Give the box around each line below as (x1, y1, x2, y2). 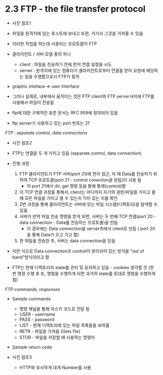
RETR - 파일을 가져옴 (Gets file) (19, 328, 81, 334)
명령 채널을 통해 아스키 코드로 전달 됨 (19, 305, 90, 312)
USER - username (19, 311, 55, 317)
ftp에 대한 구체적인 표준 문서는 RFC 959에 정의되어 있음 (12, 109, 118, 115)
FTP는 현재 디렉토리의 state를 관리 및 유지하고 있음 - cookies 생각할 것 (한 (12, 264, 154, 270)
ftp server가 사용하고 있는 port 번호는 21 (12, 120, 90, 126)
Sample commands (12, 296, 51, 302)
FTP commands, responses (5, 286, 60, 292)
